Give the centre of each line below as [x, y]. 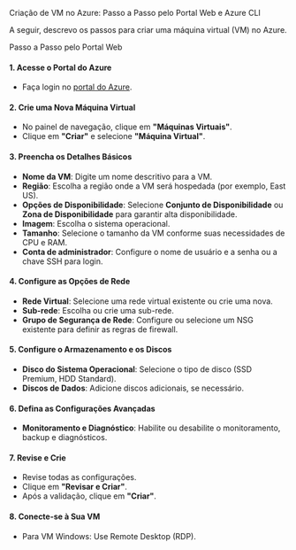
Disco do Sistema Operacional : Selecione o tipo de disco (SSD [137, 369]
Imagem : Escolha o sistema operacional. [96, 223]
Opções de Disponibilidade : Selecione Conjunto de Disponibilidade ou [152, 205]
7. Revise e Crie [38, 457]
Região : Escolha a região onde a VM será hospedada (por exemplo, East [154, 186]
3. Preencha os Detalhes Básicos [71, 157]
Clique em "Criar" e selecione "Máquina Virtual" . [114, 136]
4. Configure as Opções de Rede [70, 282]
